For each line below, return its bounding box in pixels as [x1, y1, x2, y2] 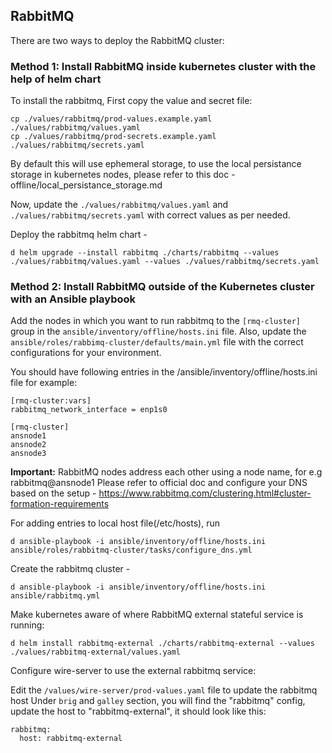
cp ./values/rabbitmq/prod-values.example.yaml [10, 114, 213, 124]
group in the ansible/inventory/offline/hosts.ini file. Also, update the [10, 325, 307, 338]
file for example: [10, 377, 78, 389]
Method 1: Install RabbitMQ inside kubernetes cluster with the [10, 59, 317, 73]
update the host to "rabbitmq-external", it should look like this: [10, 705, 267, 718]
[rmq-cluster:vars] [10, 396, 92, 406]
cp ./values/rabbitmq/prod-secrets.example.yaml [10, 132, 217, 142]
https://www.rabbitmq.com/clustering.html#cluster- [98, 487, 312, 499]
